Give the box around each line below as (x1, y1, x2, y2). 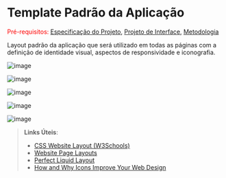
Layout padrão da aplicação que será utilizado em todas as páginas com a (7, 41, 217, 49)
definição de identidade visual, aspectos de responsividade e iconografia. (7, 48, 216, 56)
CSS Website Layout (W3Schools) (34, 141, 130, 149)
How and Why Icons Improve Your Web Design (34, 163, 166, 171)
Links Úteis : (23, 128, 58, 136)
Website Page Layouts (34, 148, 97, 157)
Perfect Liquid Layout (34, 156, 95, 164)
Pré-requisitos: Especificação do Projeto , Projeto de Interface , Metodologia (7, 27, 219, 36)
